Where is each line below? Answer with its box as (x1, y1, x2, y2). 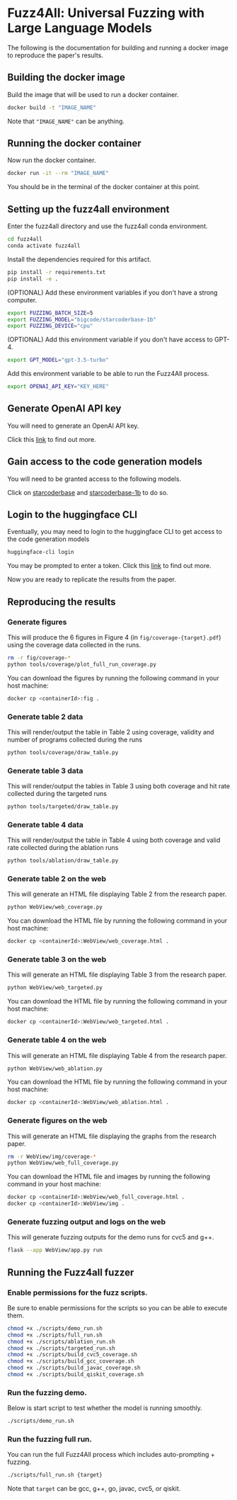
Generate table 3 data (7, 766, 83, 775)
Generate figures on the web (7, 1115, 108, 1125)
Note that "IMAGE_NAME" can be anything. (7, 117, 125, 125)
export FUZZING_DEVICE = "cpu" (7, 322, 93, 330)
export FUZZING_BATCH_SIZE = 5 (7, 309, 93, 317)
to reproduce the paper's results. (7, 51, 104, 59)
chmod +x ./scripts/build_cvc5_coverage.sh (7, 1351, 138, 1358)
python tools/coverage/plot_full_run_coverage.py (7, 661, 157, 668)
